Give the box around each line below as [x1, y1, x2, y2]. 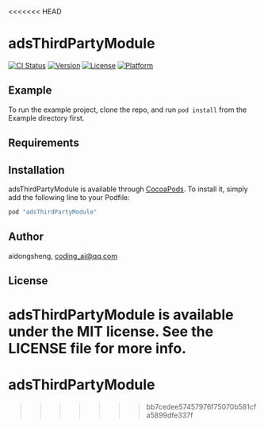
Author [8, 230, 44, 244]
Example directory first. [8, 113, 85, 122]
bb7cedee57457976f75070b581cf [146, 402, 257, 412]
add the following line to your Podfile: [8, 192, 131, 202]
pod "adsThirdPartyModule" [8, 208, 98, 216]
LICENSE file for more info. [8, 340, 187, 358]
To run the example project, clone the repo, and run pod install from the [8, 105, 247, 114]
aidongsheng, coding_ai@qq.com [8, 251, 117, 260]
